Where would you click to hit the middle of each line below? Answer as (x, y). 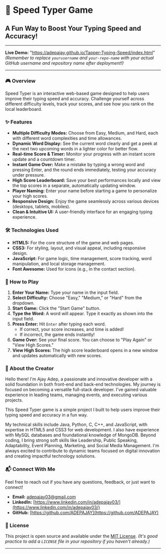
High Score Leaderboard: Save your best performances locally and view (86, 180)
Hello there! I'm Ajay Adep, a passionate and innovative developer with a (79, 379)
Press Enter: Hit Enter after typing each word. (59, 324)
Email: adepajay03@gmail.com (44, 497)
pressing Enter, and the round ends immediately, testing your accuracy (84, 170)
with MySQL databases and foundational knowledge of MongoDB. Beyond (81, 435)
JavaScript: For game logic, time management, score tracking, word (82, 258)
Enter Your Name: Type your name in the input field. (65, 293)
